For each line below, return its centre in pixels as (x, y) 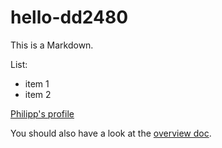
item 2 (38, 94)
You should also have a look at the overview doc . (111, 133)
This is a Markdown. (52, 45)
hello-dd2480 (69, 17)
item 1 (37, 83)
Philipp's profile (42, 113)
